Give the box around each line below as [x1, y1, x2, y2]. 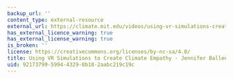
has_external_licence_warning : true [7, 29, 113, 36]
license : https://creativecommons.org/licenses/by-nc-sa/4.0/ [7, 49, 191, 56]
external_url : [7, 23, 49, 30]
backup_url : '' [7, 10, 51, 17]
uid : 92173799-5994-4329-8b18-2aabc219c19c [7, 61, 135, 68]
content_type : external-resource [7, 16, 104, 23]
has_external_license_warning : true [7, 36, 113, 43]
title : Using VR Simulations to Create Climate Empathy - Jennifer [7, 55, 207, 62]
